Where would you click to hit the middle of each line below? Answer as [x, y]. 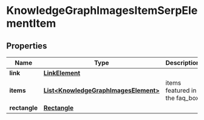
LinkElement [62, 73]
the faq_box [182, 98]
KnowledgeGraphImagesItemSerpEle [102, 11]
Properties [27, 46]
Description [183, 63]
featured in [181, 90]
